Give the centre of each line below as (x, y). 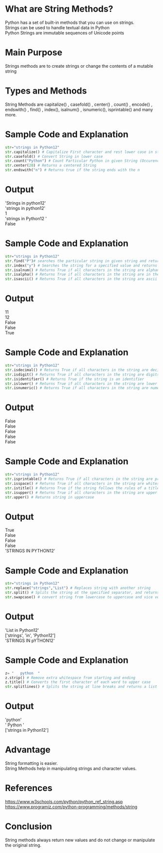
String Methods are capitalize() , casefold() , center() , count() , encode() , (79, 104)
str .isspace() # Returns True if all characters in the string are (75, 483)
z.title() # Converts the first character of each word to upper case (78, 682)
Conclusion (29, 826)
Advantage (28, 750)
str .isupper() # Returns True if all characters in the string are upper (81, 493)
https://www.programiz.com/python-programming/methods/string (71, 807)
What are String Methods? (59, 9)
